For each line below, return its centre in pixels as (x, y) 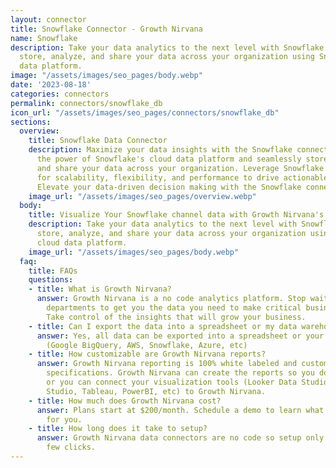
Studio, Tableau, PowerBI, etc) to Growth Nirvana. (156, 391)
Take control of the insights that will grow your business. (176, 317)
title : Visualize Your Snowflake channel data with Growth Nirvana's (176, 215)
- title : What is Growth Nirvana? (100, 289)
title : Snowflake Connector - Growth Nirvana (106, 29)
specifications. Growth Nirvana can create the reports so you (180, 373)
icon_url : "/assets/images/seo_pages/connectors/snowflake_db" (145, 112)
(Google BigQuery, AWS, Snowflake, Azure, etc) (147, 345)
